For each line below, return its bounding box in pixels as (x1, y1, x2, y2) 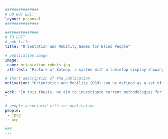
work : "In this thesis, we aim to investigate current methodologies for (5, 90, 162, 95)
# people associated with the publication (5, 103, 95, 108)
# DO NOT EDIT (5, 12, 35, 17)
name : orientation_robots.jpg (7, 62, 70, 67)
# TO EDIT (5, 35, 26, 40)
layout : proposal (5, 16, 41, 21)
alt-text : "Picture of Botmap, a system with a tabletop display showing (7, 67, 164, 72)
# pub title (5, 39, 30, 45)
